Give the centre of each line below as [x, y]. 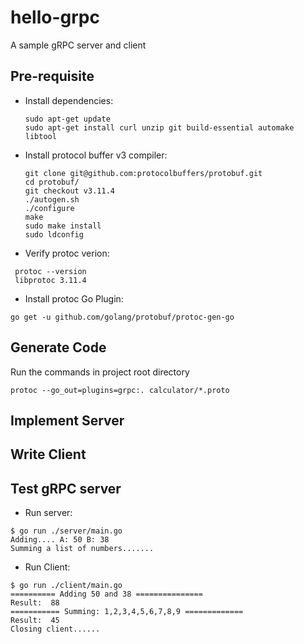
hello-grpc [55, 17]
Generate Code [58, 347]
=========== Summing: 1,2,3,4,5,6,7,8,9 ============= [127, 612]
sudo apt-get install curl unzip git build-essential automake [159, 127]
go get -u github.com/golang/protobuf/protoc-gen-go [122, 317]
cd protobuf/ [52, 182]
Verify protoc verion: [67, 253]
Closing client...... [55, 629]
